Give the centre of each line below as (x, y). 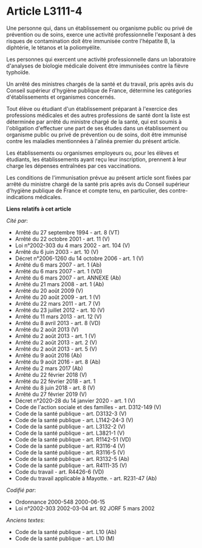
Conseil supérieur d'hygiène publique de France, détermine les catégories (99, 90)
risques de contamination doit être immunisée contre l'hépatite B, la (91, 41)
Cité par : (17, 220)
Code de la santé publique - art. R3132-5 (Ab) (72, 458)
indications (20, 197)
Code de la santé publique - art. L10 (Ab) (66, 532)
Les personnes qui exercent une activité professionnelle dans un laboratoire (101, 59)
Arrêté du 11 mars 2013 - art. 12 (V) (58, 316)
